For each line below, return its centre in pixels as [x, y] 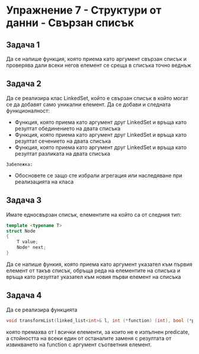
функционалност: [28, 111]
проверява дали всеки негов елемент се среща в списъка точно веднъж [99, 65]
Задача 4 [24, 296]
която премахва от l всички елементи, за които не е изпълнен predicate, [98, 332]
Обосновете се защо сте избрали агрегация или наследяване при [98, 175]
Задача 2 [24, 84]
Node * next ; [31, 247]
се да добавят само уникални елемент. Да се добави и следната [89, 104]
